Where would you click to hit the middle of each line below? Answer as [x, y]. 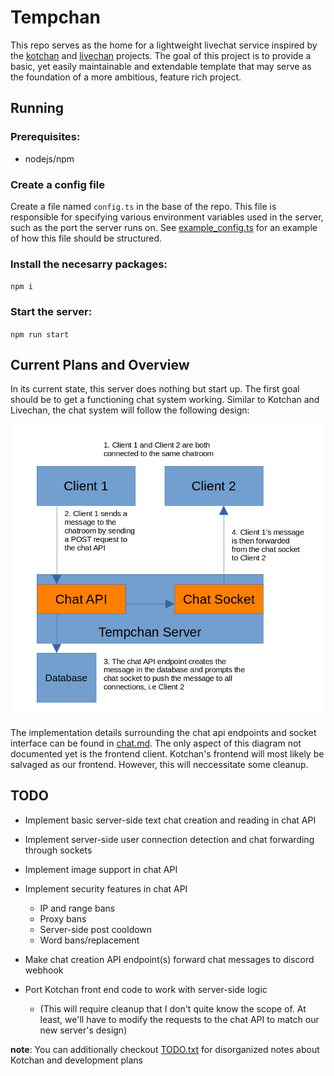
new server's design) [83, 1030]
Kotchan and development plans [76, 1060]
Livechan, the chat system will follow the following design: [130, 410]
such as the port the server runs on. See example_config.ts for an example [164, 227]
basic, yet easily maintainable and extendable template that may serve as [161, 66]
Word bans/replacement [89, 940]
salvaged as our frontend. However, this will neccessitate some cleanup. [159, 764]
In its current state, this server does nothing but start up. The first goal [155, 389]
